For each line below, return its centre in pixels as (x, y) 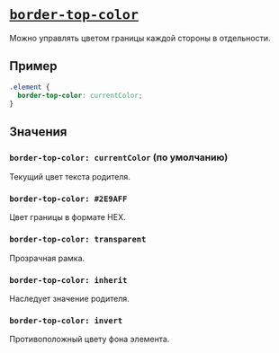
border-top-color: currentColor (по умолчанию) (119, 157)
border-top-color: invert (66, 320)
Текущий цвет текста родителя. (70, 177)
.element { (30, 87)
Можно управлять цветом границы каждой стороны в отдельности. (140, 38)
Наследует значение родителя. (70, 298)
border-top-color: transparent (78, 239)
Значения (38, 132)
